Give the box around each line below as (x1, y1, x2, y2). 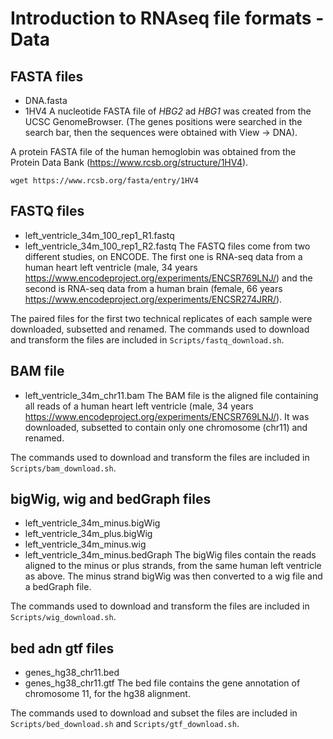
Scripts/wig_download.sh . (10, 611, 117, 623)
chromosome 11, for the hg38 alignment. (24, 688, 191, 700)
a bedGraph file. (24, 581, 92, 593)
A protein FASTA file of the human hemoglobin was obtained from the (10, 146, 297, 157)
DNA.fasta (24, 95, 68, 106)
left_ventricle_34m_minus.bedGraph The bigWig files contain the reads (24, 549, 317, 561)
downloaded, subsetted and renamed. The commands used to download (10, 323, 310, 335)
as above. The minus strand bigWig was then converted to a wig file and (24, 570, 323, 582)
